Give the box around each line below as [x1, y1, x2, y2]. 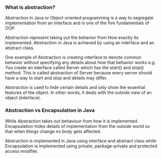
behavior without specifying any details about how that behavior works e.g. [5, 60, 156, 66]
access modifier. [5, 148, 38, 154]
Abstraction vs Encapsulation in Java [5, 107, 95, 114]
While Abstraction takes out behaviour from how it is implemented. [5, 118, 139, 124]
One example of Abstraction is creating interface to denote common [5, 54, 142, 60]
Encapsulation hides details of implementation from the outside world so [5, 123, 150, 129]
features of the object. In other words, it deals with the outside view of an [5, 89, 152, 96]
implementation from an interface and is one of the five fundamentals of [5, 20, 149, 26]
